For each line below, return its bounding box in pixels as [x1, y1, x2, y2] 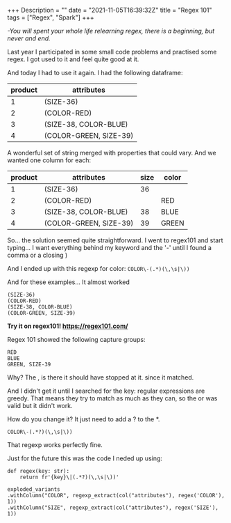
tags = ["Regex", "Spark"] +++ [7, 13, 95, 22]
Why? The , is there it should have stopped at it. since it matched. [7, 373, 194, 382]
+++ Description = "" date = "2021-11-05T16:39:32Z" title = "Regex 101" [7, 6, 212, 14]
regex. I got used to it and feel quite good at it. [7, 55, 139, 63]
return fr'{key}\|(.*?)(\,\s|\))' [19, 474, 119, 481]
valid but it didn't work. [7, 402, 73, 409]
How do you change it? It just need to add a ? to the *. [7, 415, 160, 423]
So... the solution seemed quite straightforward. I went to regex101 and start [7, 236, 223, 244]
